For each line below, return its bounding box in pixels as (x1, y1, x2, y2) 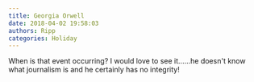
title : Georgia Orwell (8, 11, 85, 20)
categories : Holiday (8, 34, 78, 43)
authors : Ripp (8, 27, 56, 35)
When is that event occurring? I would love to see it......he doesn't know (8, 56, 246, 66)
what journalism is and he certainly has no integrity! (8, 65, 180, 75)
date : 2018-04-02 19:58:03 (8, 19, 99, 27)
